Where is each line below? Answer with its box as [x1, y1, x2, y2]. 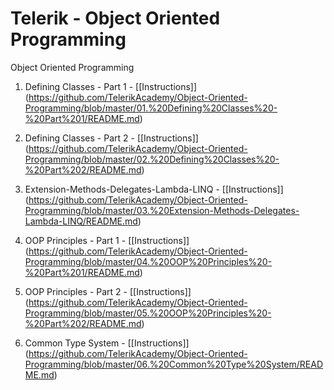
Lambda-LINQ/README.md [24, 215, 138, 227]
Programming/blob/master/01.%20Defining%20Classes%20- [24, 102, 278, 114]
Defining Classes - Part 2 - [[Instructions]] [24, 132, 199, 144]
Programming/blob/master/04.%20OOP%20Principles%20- [24, 255, 273, 267]
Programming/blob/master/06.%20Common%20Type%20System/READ [24, 358, 323, 370]
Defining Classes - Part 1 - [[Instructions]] [24, 80, 198, 92]
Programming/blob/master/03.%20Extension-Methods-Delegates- [24, 204, 300, 216]
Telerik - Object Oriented [10, 7, 221, 30]
